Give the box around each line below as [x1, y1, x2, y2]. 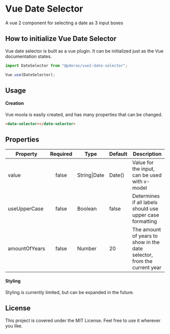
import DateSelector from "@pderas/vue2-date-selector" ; [5, 63, 128, 68]
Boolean [77, 205, 97, 212]
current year [132, 264, 162, 271]
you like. [5, 322, 23, 329]
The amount [132, 226, 161, 233]
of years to [132, 232, 158, 239]
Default [109, 150, 127, 157]
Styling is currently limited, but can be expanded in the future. [5, 289, 134, 295]
